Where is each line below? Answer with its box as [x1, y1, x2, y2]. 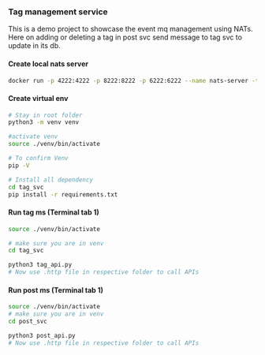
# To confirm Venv [8, 155, 69, 163]
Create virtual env [8, 93, 69, 103]
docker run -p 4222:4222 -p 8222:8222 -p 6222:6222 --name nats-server [8, 77, 248, 84]
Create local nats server [8, 58, 89, 69]
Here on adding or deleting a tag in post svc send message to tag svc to [8, 32, 243, 42]
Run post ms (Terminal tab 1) [8, 285, 104, 294]
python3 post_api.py [8, 331, 77, 339]
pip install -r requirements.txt [8, 190, 118, 199]
